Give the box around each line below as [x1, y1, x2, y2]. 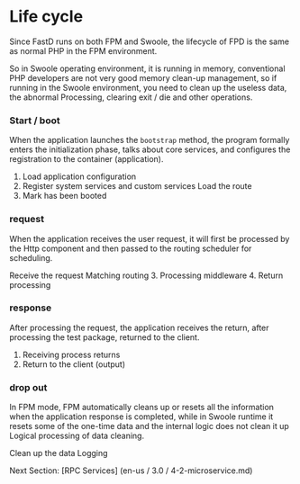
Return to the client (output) [22, 358, 126, 370]
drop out [9, 381, 48, 393]
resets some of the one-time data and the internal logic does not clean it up [9, 421, 290, 432]
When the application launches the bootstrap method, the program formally [9, 135, 290, 146]
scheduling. [9, 252, 53, 263]
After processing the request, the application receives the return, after [9, 322, 269, 333]
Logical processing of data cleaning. [9, 430, 145, 442]
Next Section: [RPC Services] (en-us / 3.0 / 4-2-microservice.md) [9, 465, 253, 476]
